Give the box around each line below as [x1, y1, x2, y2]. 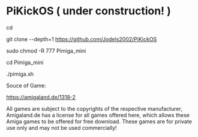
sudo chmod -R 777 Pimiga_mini [6, 47, 86, 54]
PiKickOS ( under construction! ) [6, 4, 171, 18]
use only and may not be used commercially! [6, 124, 117, 131]
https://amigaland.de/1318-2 [6, 93, 76, 101]
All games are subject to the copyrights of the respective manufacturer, [6, 105, 183, 112]
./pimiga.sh [6, 70, 34, 77]
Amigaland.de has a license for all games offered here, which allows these [6, 111, 190, 118]
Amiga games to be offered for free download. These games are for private [6, 118, 192, 125]
